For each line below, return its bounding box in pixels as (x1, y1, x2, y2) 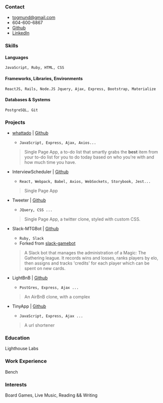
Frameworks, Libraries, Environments (5, 76, 83, 82)
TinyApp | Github (12, 303, 46, 309)
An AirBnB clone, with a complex (24, 294, 90, 300)
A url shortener (24, 322, 55, 328)
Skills (5, 43, 19, 49)
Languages (5, 54, 28, 60)
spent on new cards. (24, 266, 66, 271)
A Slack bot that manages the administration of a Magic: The (24, 250, 146, 256)
